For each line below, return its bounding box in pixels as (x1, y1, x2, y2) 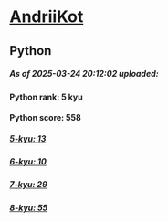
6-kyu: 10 (9, 156, 47, 167)
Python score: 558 (9, 112, 82, 123)
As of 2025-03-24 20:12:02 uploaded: (9, 69, 159, 79)
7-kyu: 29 (9, 179, 47, 190)
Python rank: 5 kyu (9, 91, 84, 102)
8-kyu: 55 (9, 202, 48, 213)
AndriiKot (9, 6, 84, 27)
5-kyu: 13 (9, 132, 47, 143)
